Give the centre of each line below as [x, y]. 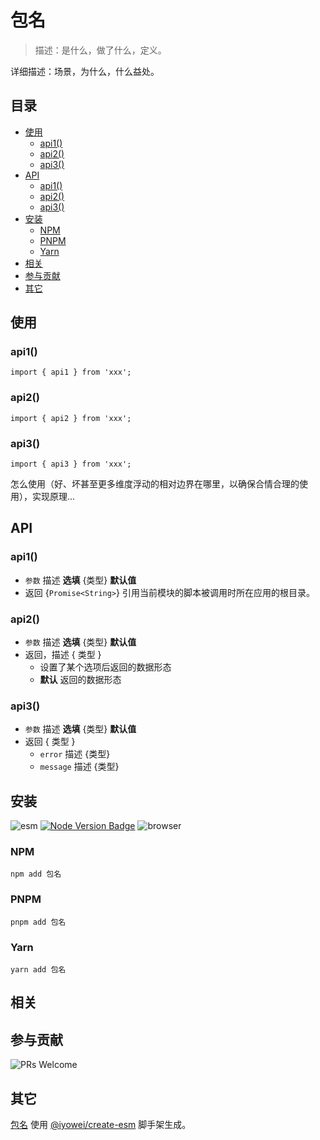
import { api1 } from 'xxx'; [71, 372]
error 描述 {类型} [75, 754]
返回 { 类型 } [50, 742]
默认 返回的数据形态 [80, 680]
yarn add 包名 [38, 970]
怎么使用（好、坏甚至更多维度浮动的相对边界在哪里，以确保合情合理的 [155, 484]
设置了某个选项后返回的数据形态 [105, 667]
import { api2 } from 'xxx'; [71, 418]
